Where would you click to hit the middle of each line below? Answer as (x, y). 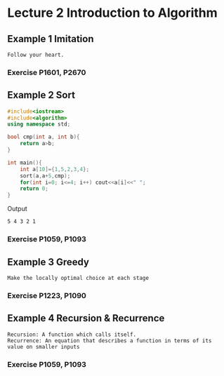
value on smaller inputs (44, 347)
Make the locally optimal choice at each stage (78, 278)
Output (17, 209)
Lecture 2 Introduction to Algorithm (112, 13)
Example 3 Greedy (48, 262)
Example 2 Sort (41, 95)
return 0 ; (34, 189)
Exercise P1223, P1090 (47, 295)
